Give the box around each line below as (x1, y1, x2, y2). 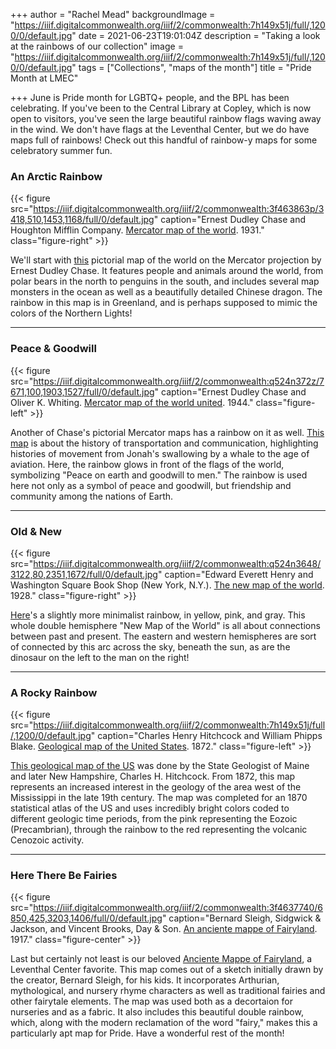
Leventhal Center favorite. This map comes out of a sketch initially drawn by (10, 964, 324, 976)
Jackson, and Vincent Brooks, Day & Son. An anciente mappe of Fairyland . (10, 923, 318, 935)
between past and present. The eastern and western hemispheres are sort (10, 630, 317, 642)
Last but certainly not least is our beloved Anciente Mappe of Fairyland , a (10, 953, 313, 965)
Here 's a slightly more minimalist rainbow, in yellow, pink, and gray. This (10, 609, 306, 621)
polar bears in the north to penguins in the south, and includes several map (10, 275, 320, 288)
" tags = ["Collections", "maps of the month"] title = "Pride (71, 62, 312, 73)
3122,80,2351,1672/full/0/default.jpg (10, 568, 158, 580)
